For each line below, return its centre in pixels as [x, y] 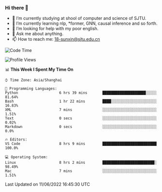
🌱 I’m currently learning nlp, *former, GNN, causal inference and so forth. [85, 23]
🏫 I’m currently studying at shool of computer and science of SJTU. [79, 18]
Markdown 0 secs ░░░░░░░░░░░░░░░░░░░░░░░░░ [81, 127]
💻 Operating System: [27, 157]
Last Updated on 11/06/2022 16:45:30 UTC [48, 184]
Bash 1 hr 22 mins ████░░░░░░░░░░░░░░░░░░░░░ [81, 101]
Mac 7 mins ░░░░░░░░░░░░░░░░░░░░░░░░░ [81, 171]
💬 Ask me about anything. [38, 34]
